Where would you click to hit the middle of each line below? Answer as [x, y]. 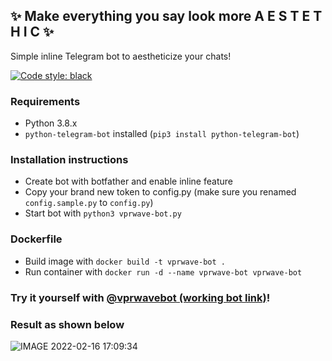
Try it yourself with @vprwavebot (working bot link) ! [140, 297]
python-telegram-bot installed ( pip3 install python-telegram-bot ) [162, 134]
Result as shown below [67, 324]
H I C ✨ [32, 32]
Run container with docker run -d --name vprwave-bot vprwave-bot [163, 271]
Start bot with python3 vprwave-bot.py [103, 213]
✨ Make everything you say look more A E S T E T [166, 16]
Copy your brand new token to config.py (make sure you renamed [160, 192]
